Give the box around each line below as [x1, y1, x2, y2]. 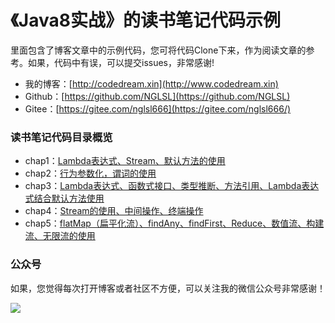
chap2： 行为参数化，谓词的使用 [24, 167, 157, 180]
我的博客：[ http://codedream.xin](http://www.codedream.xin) [24, 77, 279, 90]
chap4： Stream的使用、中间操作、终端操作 [24, 205, 204, 217]
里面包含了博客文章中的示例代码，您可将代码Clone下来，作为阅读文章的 [10, 44, 307, 56]
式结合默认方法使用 [24, 192, 105, 205]
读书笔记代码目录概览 [10, 130, 113, 144]
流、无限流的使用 [24, 230, 96, 242]
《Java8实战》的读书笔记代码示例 [10, 9, 281, 32]
